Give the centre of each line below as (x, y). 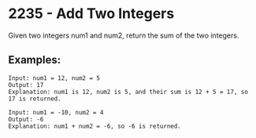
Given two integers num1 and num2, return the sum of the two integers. (124, 35)
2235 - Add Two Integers (91, 14)
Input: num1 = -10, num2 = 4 (56, 112)
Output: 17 (26, 85)
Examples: (35, 60)
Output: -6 (26, 119)
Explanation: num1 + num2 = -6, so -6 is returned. (95, 126)
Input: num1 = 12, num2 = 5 (54, 78)
